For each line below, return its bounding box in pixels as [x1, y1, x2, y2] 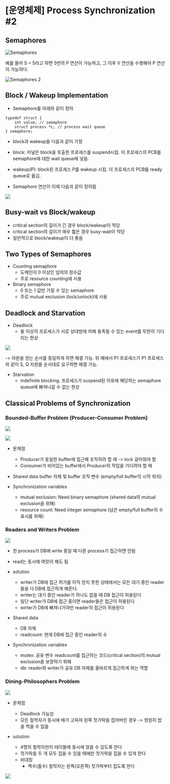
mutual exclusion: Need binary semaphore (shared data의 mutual [20, 494, 156, 500]
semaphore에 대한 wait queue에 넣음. [12, 155, 89, 162]
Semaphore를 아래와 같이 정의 [12, 105, 74, 111]
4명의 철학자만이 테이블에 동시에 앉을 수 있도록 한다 [20, 744, 122, 750]
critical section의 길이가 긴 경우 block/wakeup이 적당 [12, 222, 120, 228]
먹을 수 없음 [25, 723, 49, 729]
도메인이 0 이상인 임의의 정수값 [20, 269, 82, 275]
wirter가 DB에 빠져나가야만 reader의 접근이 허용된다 [20, 605, 124, 611]
